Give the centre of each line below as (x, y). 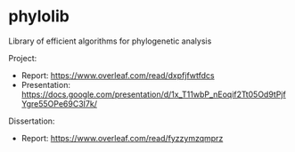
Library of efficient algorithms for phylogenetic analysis (110, 41)
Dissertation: (32, 121)
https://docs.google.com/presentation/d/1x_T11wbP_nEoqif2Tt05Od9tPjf (153, 94)
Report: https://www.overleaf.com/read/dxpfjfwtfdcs (118, 75)
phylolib (39, 16)
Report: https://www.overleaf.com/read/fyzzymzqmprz (122, 138)
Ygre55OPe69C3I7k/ (59, 103)
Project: (23, 58)
